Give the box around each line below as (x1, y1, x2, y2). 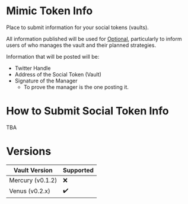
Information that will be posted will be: (6, 53, 100, 60)
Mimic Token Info (6, 4, 93, 18)
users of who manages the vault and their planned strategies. (6, 42, 156, 49)
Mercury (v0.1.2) (9, 176, 58, 184)
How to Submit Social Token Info (6, 104, 169, 118)
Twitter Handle (14, 64, 51, 72)
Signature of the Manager (14, 77, 78, 84)
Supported (62, 166, 94, 174)
